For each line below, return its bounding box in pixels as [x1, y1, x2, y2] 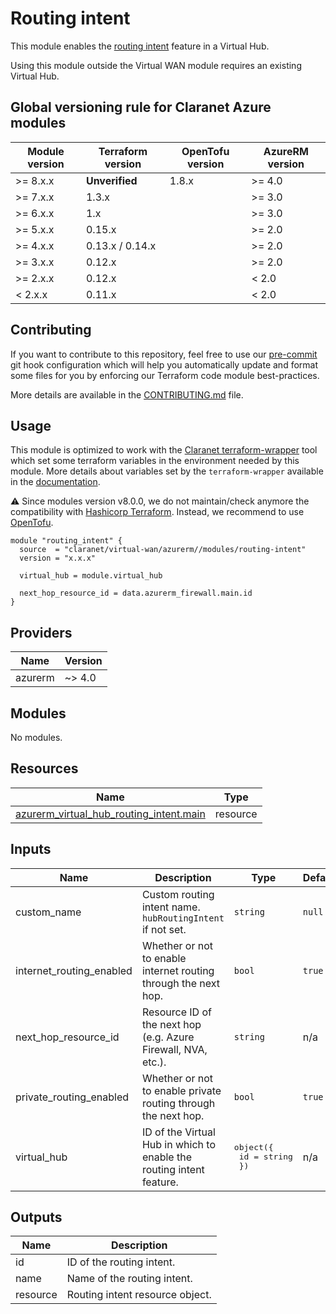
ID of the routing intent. [66, 1255, 176, 1269]
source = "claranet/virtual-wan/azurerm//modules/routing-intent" [19, 545, 307, 555]
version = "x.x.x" [19, 553, 97, 564]
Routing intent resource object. [66, 1288, 212, 1302]
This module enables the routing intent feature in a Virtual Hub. [10, 40, 270, 52]
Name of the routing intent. [66, 1272, 193, 1286]
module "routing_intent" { [10, 536, 123, 546]
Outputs [10, 1209, 63, 1226]
